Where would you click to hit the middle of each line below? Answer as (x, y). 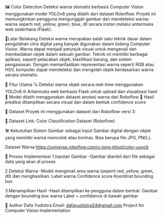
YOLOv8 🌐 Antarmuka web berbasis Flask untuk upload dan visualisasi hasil (81, 92)
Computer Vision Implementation (38, 210)
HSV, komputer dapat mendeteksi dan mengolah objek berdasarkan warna (79, 70)
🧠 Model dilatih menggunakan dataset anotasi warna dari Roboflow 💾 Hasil (80, 97)
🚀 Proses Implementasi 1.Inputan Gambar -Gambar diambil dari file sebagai (80, 156)
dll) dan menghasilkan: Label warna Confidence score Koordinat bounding (79, 176)
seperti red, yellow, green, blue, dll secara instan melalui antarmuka (86, 24)
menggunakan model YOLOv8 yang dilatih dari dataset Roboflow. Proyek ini (81, 14)
